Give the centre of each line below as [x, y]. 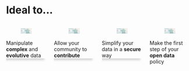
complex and [22, 49]
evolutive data [24, 55]
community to [71, 49]
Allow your [67, 43]
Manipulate [20, 43]
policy [157, 62]
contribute [67, 55]
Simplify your [118, 43]
